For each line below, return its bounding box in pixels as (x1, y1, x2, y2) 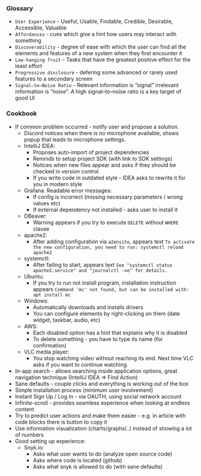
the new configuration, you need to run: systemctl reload (32, 244, 184, 250)
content (14, 405, 34, 412)
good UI (14, 94, 35, 101)
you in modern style (32, 180, 83, 187)
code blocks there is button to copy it (14, 418, 107, 426)
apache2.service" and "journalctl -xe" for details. (32, 267, 168, 274)
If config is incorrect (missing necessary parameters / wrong (32, 193, 183, 200)
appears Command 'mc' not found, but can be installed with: (32, 285, 190, 292)
